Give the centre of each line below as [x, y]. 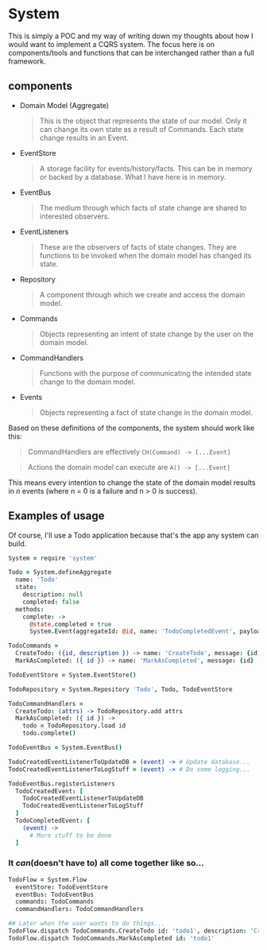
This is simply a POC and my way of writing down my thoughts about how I [131, 36]
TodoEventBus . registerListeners [62, 784]
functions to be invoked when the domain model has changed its [145, 255]
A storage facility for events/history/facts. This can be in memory [146, 169]
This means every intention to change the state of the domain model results [132, 483]
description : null [53, 595]
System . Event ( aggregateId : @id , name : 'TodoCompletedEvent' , [133, 632]
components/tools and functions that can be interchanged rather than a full [131, 52]
